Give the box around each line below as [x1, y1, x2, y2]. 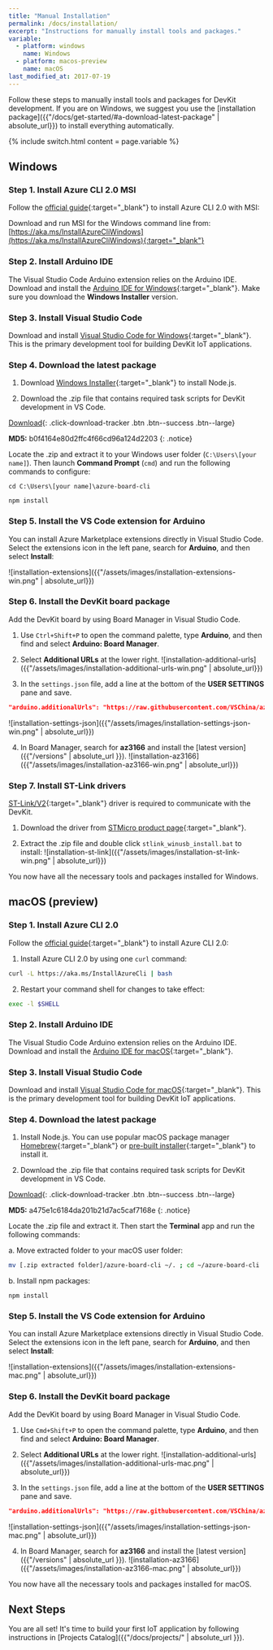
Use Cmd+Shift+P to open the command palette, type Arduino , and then [19, 1425, 259, 1435]
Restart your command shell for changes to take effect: [19, 984, 206, 994]
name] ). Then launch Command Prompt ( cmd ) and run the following [8, 458, 231, 468]
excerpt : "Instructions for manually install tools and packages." [8, 27, 242, 35]
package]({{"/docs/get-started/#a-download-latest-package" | [8, 111, 220, 122]
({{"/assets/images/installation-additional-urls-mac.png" [19, 1458, 210, 1468]
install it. [19, 1149, 49, 1159]
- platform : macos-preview [15, 58, 107, 66]
